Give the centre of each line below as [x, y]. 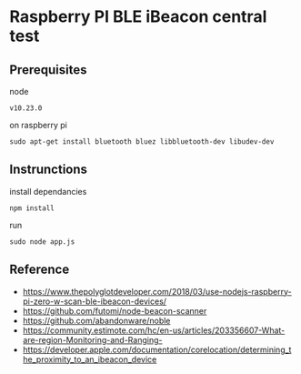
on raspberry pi [39, 125]
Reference [40, 270]
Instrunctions [49, 170]
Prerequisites [48, 70]
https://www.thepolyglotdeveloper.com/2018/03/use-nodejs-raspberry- [157, 291]
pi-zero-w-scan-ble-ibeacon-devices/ [94, 301]
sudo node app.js [42, 242]
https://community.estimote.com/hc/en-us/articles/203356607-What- [154, 330]
